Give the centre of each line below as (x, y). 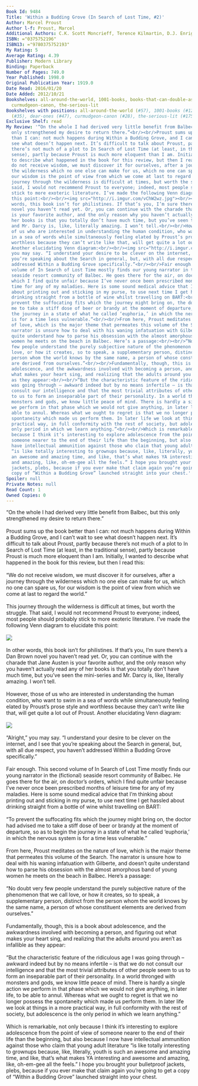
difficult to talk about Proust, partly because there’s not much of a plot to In (97, 543)
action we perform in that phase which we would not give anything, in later (97, 988)
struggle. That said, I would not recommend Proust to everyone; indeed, (93, 612)
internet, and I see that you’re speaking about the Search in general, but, (94, 744)
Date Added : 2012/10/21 (35, 94)
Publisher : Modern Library (39, 61)
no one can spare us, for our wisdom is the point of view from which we (93, 587)
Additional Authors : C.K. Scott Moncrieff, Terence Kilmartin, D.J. (92, 34)
